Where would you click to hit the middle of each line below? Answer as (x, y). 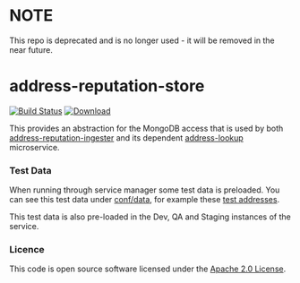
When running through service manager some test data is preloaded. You (145, 190)
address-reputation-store (107, 86)
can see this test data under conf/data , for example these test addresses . (145, 200)
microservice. (34, 147)
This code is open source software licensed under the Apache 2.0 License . (148, 269)
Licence (27, 250)
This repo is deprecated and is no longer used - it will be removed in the (142, 40)
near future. (31, 49)
